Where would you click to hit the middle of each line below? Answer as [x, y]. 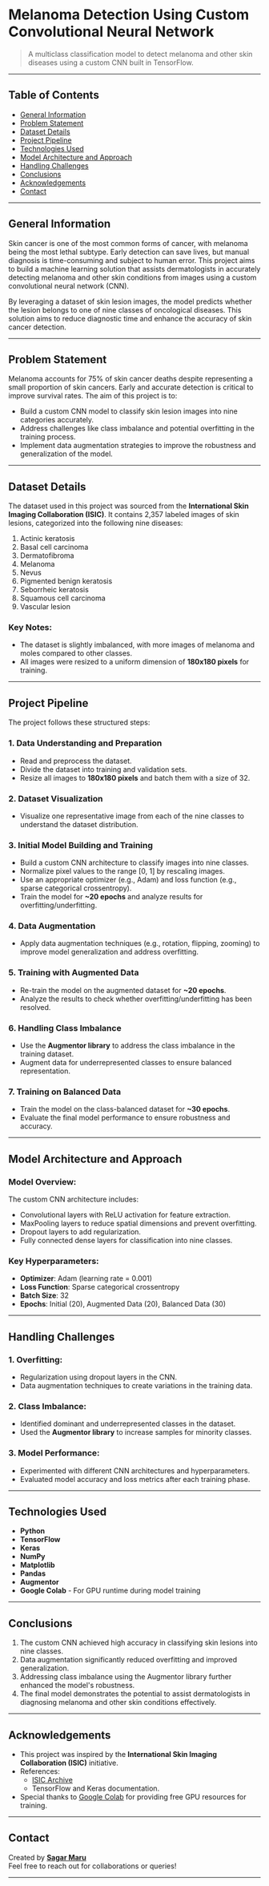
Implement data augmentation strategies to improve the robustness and [138, 446]
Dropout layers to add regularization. [80, 1232]
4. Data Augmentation [52, 926]
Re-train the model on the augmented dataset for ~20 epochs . [123, 990]
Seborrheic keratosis [54, 590]
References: [40, 1771]
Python [32, 1531]
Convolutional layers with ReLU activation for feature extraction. [125, 1215]
